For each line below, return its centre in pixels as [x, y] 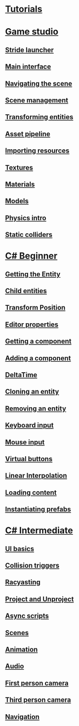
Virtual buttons [29, 459]
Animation [21, 650]
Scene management [37, 100]
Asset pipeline [28, 134]
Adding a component [38, 358]
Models [17, 201]
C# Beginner [31, 256]
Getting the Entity [33, 274]
